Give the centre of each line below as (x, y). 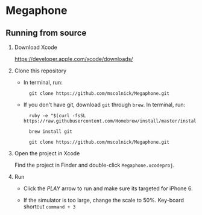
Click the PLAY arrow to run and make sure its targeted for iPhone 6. (108, 188)
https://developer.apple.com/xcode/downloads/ (74, 59)
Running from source (46, 33)
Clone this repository (40, 71)
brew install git (51, 132)
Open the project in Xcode (47, 153)
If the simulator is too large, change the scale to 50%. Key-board (104, 200)
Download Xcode (36, 47)
